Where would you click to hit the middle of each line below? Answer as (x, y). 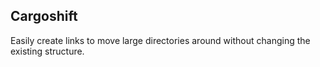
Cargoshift (44, 16)
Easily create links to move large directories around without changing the (160, 40)
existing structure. (47, 51)
